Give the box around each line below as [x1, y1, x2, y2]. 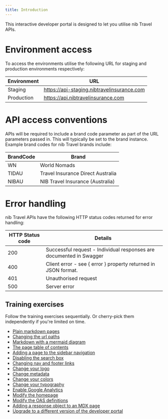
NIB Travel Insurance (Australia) [39, 178, 115, 185]
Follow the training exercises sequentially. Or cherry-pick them [5, 313, 134, 319]
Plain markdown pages [12, 328, 60, 334]
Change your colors [12, 376, 53, 382]
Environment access [5, 43, 92, 55]
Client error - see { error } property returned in [45, 260, 155, 267]
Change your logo [12, 365, 50, 371]
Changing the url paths [12, 333, 60, 340]
